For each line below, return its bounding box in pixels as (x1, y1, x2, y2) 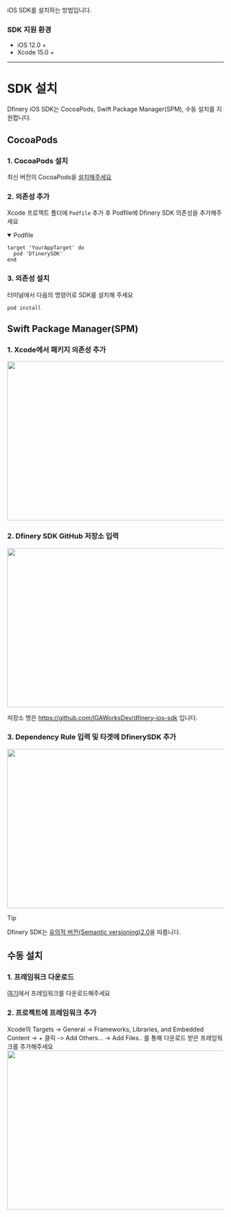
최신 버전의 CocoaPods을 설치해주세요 (7, 173, 112, 181)
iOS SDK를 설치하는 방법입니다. (7, 6, 92, 14)
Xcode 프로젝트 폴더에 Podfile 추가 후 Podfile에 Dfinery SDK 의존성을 (7, 209, 198, 217)
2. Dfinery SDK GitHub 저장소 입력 (7, 531, 119, 541)
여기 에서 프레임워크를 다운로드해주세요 (7, 989, 111, 997)
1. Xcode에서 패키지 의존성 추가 (7, 345, 107, 354)
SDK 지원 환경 (7, 25, 52, 34)
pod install (7, 304, 41, 311)
